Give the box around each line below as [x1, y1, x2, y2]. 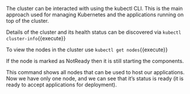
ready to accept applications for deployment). [6, 81, 117, 88]
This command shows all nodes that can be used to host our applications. [6, 69, 185, 75]
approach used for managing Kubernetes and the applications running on [6, 11, 184, 18]
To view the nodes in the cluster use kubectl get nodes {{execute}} [6, 46, 168, 53]
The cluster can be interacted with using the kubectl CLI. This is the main [6, 5, 184, 12]
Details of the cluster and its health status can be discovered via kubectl [6, 29, 181, 36]
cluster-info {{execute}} [6, 35, 66, 41]
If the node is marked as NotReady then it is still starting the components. [6, 58, 184, 64]
